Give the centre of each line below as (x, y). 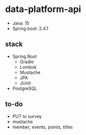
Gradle (27, 62)
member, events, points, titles (43, 127)
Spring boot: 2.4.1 (30, 28)
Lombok (28, 67)
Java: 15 (21, 23)
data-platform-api (43, 9)
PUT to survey (27, 116)
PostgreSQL (25, 88)
